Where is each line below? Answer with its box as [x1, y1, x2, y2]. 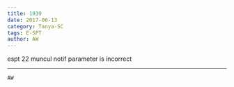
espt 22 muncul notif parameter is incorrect [7, 55, 132, 63]
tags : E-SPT [7, 29, 42, 37]
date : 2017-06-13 [7, 17, 58, 23]
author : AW [7, 36, 39, 43]
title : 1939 [7, 10, 42, 17]
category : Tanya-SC [7, 23, 64, 30]
